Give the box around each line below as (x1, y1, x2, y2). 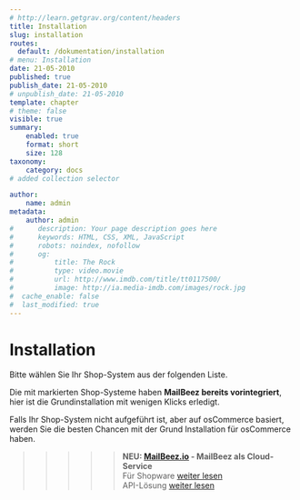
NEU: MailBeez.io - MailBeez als (122, 451, 245, 462)
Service (122, 461, 153, 472)
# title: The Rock (9, 258, 116, 267)
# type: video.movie (9, 266, 125, 275)
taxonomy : (9, 156, 47, 166)
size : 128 (25, 148, 64, 157)
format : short (25, 140, 79, 149)
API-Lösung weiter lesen (122, 480, 215, 491)
